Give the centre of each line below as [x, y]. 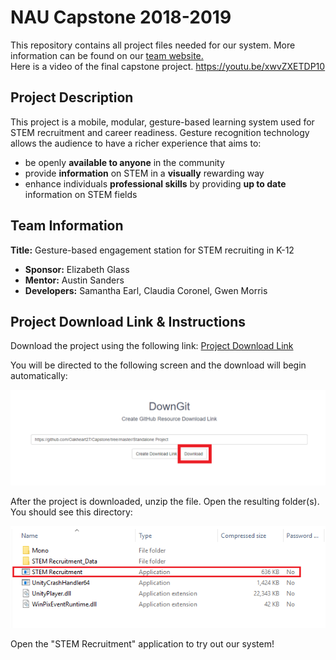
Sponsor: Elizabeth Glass [77, 269]
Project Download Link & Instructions [128, 321]
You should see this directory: [71, 512]
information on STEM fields [81, 194]
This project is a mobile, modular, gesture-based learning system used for [162, 122]
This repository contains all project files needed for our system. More [153, 45]
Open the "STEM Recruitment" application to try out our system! [142, 644]
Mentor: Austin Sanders [74, 280]
